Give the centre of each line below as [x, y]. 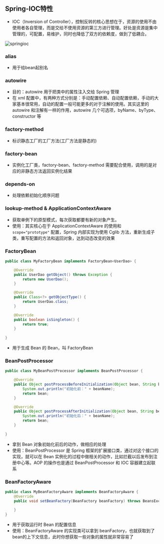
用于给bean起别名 [30, 68]
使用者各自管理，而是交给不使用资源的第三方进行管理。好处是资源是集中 [85, 27]
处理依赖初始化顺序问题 [36, 196]
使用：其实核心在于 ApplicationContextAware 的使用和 [67, 226]
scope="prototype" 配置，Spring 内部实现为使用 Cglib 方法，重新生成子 [83, 232]
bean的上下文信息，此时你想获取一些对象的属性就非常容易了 [73, 537]
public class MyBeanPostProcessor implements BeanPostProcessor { [74, 371]
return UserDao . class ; [46, 302]
